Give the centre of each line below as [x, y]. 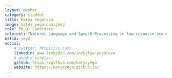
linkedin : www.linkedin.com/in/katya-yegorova [65, 53]
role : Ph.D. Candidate [29, 29]
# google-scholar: [34, 58]
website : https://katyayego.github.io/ [57, 67]
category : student [24, 15]
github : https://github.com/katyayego [55, 63]
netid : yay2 [17, 39]
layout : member [21, 10]
